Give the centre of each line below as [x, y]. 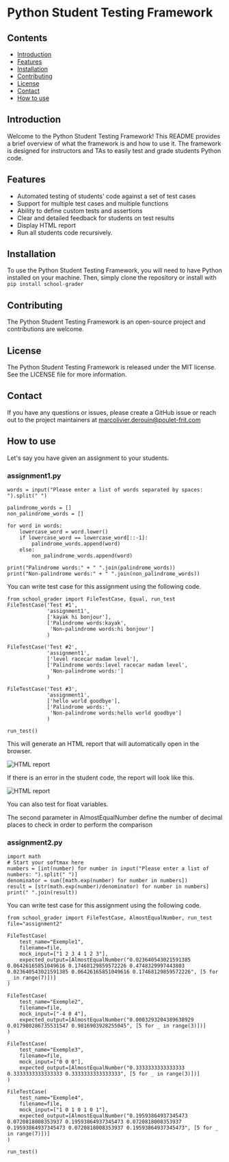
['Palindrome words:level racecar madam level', [117, 665]
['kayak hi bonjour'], [79, 617]
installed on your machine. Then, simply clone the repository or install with [112, 278]
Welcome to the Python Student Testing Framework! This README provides [114, 136]
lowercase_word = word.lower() [64, 532]
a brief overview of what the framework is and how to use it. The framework [114, 143]
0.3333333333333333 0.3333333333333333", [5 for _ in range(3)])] [104, 1074]
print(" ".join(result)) [42, 893]
